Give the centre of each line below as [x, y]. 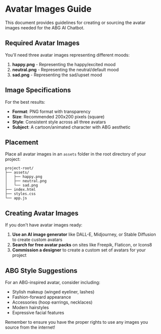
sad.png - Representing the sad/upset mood [57, 75]
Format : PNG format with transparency [51, 111]
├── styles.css [20, 194]
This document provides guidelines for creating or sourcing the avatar [75, 22]
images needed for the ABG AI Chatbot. [45, 27]
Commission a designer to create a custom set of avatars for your [79, 250]
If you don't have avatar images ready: [44, 225]
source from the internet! [30, 327]
